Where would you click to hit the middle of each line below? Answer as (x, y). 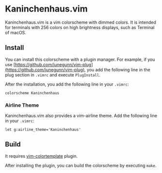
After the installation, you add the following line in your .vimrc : (67, 84)
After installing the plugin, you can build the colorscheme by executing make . (81, 165)
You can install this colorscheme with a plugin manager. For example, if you (80, 59)
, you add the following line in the (118, 70)
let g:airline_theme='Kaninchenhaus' (43, 130)
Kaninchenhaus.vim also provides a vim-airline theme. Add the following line (81, 116)
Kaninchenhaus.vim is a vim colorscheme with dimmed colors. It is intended (81, 22)
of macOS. (16, 32)
